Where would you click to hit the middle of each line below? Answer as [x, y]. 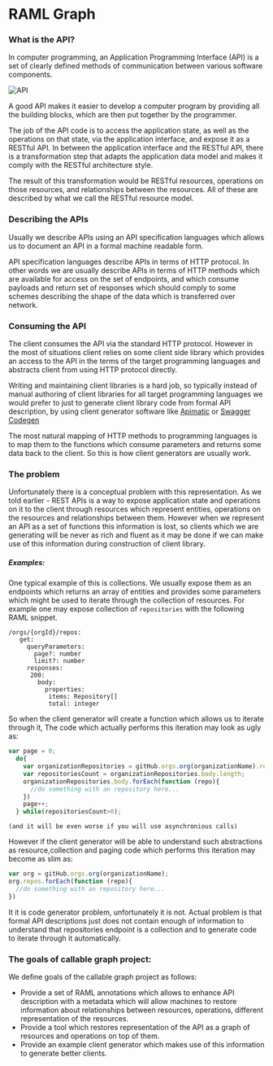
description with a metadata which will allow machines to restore [128, 1002]
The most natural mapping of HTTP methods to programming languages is [133, 436]
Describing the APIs [49, 219]
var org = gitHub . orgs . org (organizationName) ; [89, 874]
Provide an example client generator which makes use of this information [142, 1045]
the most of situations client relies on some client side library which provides [136, 353]
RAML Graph [52, 14]
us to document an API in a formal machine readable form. [106, 246]
